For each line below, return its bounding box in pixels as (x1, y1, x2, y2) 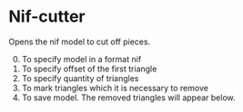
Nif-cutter (8, 6, 86, 27)
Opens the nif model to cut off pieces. (8, 36, 151, 47)
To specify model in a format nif (21, 53, 142, 64)
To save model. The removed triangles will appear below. (21, 92, 236, 103)
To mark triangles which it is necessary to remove (21, 82, 208, 93)
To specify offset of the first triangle (21, 63, 157, 74)
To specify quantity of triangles (21, 72, 139, 83)
